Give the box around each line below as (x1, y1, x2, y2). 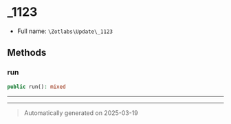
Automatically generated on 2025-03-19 (23, 108, 139, 117)
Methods (7, 47, 47, 59)
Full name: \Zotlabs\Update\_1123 (16, 27, 113, 35)
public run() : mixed (7, 83, 67, 90)
